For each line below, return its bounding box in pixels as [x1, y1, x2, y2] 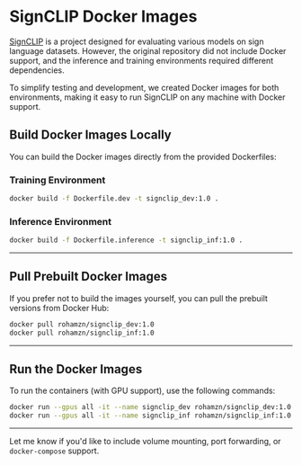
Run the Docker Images [9, 362, 143, 377]
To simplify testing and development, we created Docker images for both [9, 82, 280, 93]
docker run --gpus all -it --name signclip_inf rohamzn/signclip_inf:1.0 [9, 411, 292, 420]
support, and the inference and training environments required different [9, 55, 274, 66]
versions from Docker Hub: [9, 302, 110, 313]
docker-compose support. [9, 445, 100, 456]
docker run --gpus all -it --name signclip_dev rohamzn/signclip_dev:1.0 [9, 403, 292, 412]
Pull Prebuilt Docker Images [9, 269, 168, 284]
